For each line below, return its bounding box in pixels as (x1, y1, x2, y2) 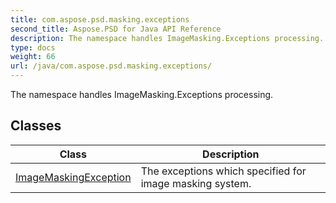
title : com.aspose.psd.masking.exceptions (10, 14, 190, 25)
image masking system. (140, 176, 252, 190)
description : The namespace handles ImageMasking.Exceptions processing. (10, 33, 325, 43)
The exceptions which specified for (140, 164, 307, 178)
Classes (10, 117, 62, 135)
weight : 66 (10, 52, 56, 62)
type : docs (10, 42, 56, 53)
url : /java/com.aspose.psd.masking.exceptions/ (10, 61, 213, 71)
